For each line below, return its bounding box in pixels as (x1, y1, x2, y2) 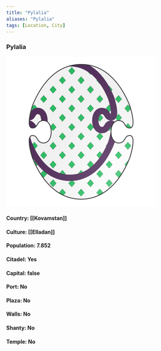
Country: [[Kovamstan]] (6, 214, 67, 222)
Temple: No (6, 338, 36, 345)
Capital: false (6, 270, 40, 277)
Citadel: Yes (6, 256, 37, 263)
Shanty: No (6, 324, 35, 332)
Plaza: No (6, 296, 31, 304)
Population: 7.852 (6, 242, 51, 249)
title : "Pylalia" (6, 10, 50, 16)
